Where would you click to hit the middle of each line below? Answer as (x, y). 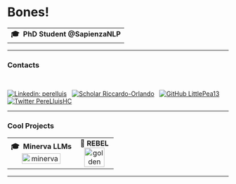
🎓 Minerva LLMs (41, 146)
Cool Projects (31, 126)
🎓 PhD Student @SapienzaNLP (66, 34)
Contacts (24, 65)
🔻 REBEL (94, 143)
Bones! (28, 12)
